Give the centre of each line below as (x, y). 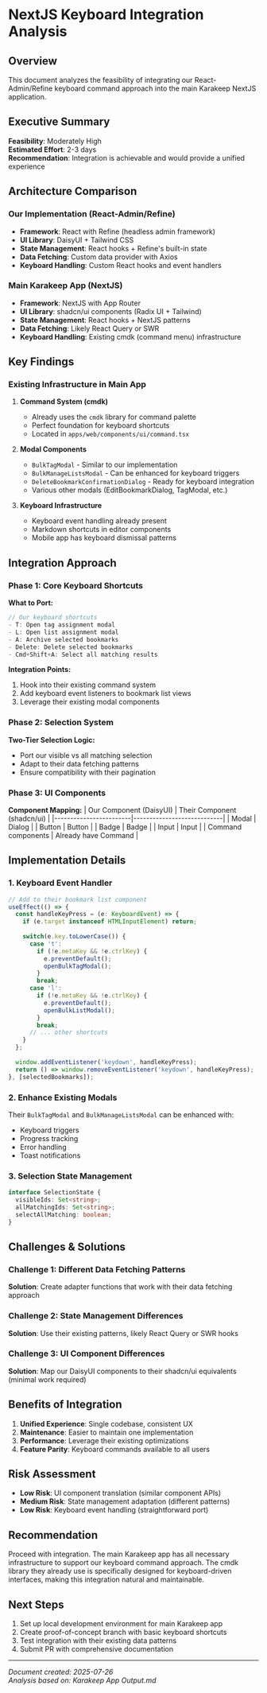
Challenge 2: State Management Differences (96, 1316)
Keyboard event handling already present (99, 521)
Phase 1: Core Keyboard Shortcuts (75, 585)
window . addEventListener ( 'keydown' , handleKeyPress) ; (106, 1062)
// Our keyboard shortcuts (53, 618)
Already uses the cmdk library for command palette (114, 417)
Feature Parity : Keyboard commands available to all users (115, 1449)
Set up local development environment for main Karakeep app (121, 1624)
